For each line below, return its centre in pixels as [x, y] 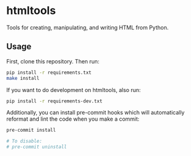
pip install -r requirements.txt [49, 73]
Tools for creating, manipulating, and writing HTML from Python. [88, 27]
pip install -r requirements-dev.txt [54, 101]
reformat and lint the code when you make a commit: [73, 119]
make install [23, 78]
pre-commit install [31, 130]
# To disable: [24, 141]
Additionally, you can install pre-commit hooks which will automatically [95, 113]
